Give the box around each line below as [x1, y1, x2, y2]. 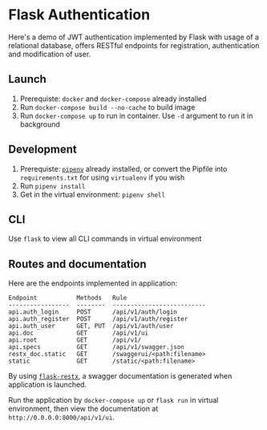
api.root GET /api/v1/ [8, 336, 142, 344]
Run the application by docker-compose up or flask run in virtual [8, 396, 219, 405]
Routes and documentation [8, 257, 147, 270]
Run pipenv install [19, 181, 86, 190]
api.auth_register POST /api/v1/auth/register [8, 315, 188, 323]
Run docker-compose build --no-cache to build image [19, 102, 196, 112]
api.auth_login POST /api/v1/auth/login [8, 308, 178, 316]
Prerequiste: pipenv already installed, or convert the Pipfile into [19, 164, 228, 173]
